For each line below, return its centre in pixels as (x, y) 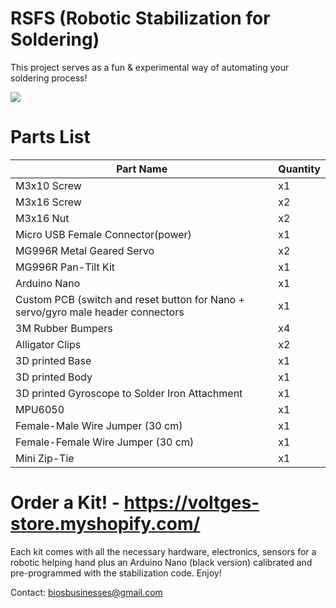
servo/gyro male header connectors (100, 312)
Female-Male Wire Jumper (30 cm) (99, 425)
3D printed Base (53, 360)
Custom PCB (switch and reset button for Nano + (130, 299)
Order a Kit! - (65, 503)
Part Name (142, 169)
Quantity (299, 169)
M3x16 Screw (48, 202)
